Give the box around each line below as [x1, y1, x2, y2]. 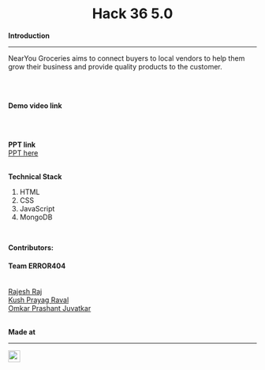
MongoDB [19, 212, 53, 222]
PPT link [8, 140, 36, 149]
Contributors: [8, 242, 54, 252]
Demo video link [8, 100, 62, 110]
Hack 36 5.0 [91, 5, 174, 23]
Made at [8, 327, 35, 337]
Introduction [8, 31, 50, 40]
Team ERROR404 [8, 261, 66, 271]
